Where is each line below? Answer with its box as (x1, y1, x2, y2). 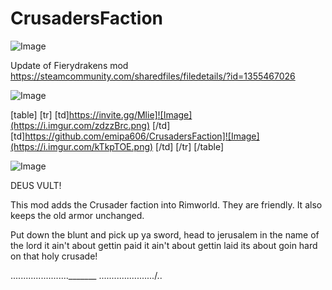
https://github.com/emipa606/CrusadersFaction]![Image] (24, 130, 260, 142)
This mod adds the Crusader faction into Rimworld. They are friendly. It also (10, 198, 323, 211)
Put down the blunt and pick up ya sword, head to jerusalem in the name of (10, 228, 320, 241)
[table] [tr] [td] (10, 108, 70, 121)
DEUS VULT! (10, 179, 62, 191)
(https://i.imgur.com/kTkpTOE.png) (10, 140, 154, 152)
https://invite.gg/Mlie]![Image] (68, 108, 193, 121)
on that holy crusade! (10, 250, 98, 262)
